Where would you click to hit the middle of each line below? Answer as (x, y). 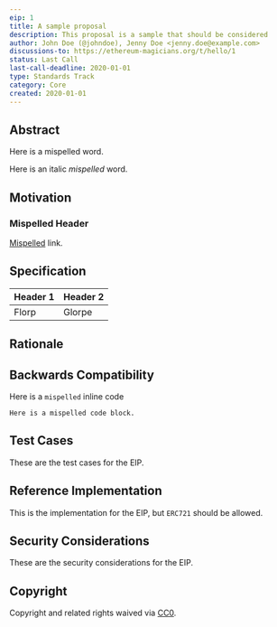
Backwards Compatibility (82, 374)
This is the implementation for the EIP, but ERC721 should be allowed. (136, 512)
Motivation (41, 197)
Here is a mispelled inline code (67, 397)
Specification (48, 271)
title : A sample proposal (58, 26)
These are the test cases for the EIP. (77, 463)
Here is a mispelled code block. (72, 413)
